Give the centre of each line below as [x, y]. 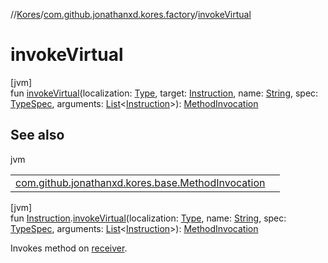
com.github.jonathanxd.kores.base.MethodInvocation [140, 182]
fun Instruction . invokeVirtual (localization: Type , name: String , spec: [148, 218]
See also [37, 135]
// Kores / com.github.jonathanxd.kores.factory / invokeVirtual [131, 14]
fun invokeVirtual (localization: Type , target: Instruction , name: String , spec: [164, 93]
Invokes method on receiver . [69, 248]
